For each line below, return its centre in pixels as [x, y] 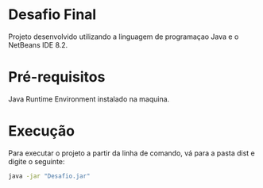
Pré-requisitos [57, 77]
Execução [42, 131]
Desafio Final [52, 15]
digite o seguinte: [37, 161]
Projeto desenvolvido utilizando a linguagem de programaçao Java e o [124, 36]
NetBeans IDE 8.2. [38, 44]
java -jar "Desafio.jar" [49, 176]
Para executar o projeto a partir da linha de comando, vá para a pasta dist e [132, 153]
